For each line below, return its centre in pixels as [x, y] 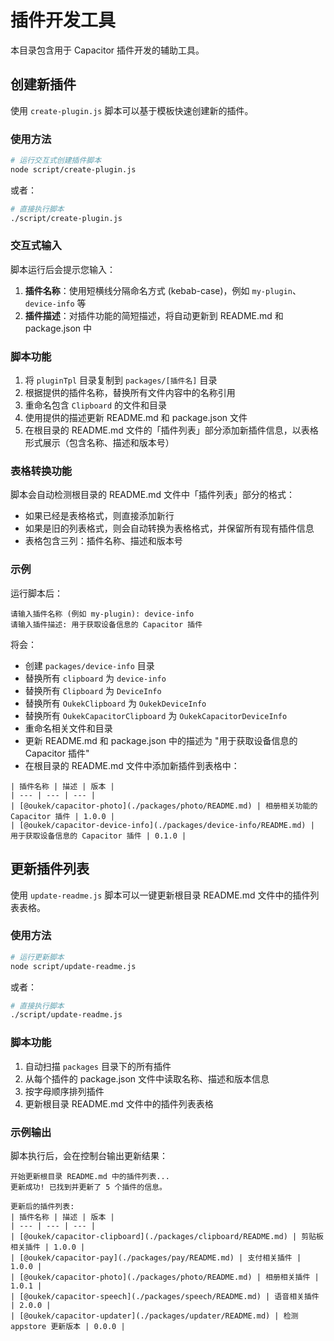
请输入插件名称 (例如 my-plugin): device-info [102, 614]
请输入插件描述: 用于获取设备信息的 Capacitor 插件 [106, 624]
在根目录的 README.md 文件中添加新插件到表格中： [132, 765]
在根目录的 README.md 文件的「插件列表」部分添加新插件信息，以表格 [171, 430]
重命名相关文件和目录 [68, 728]
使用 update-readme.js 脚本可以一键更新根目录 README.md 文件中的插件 [160, 895]
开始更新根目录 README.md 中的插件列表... [90, 1176]
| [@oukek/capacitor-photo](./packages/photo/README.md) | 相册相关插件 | [165, 1277]
